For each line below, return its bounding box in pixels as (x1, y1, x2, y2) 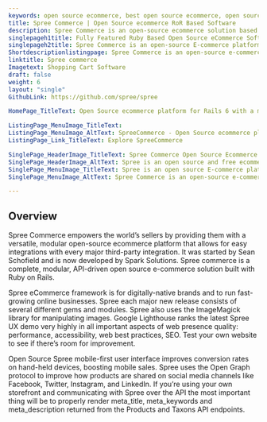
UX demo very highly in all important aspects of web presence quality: (8, 322, 238, 331)
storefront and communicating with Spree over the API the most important (8, 388, 250, 397)
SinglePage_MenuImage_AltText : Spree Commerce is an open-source (8, 172, 229, 181)
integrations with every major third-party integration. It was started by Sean (8, 247, 256, 257)
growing (8, 296, 36, 306)
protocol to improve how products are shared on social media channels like (8, 371, 254, 381)
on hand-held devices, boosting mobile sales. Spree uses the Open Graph (8, 362, 250, 372)
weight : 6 (8, 78, 41, 86)
